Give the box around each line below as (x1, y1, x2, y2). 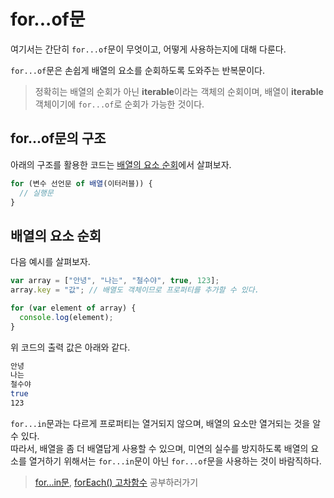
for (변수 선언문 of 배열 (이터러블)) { (10, 178, 153, 189)
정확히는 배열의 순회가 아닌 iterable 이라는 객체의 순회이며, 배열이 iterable (34, 85, 324, 97)
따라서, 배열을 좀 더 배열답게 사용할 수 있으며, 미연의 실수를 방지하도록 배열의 (10, 442, 309, 454)
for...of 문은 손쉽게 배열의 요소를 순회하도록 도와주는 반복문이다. (10, 64, 265, 76)
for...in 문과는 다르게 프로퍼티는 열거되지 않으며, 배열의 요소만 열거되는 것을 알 (10, 417, 322, 429)
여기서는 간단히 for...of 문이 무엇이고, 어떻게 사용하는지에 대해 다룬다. (10, 43, 287, 55)
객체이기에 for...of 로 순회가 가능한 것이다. (34, 98, 205, 110)
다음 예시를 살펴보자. (10, 256, 91, 268)
